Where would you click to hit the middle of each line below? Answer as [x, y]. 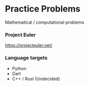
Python [19, 68]
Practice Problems [43, 9]
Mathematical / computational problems [45, 22]
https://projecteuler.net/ [29, 45]
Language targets [26, 58]
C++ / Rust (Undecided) [36, 79]
